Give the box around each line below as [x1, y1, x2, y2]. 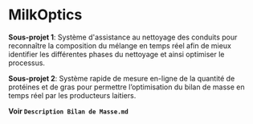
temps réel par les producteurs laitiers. [8, 90, 137, 100]
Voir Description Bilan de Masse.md [8, 106, 129, 116]
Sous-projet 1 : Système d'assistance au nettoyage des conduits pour [8, 32, 238, 42]
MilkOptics [8, 6, 83, 24]
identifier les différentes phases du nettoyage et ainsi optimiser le [8, 49, 225, 59]
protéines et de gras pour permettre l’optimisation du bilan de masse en [8, 82, 245, 92]
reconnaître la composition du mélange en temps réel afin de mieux [8, 40, 231, 50]
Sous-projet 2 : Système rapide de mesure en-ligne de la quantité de [8, 73, 235, 83]
